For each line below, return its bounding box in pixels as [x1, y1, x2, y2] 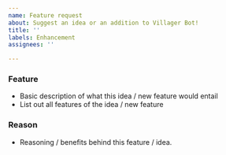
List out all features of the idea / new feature [19, 100, 164, 109]
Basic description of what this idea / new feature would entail [19, 91, 218, 101]
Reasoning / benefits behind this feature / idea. [19, 137, 172, 146]
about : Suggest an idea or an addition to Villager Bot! [8, 19, 199, 27]
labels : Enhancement [8, 33, 76, 42]
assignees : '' [8, 41, 55, 49]
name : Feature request [8, 11, 83, 20]
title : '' [8, 26, 41, 34]
